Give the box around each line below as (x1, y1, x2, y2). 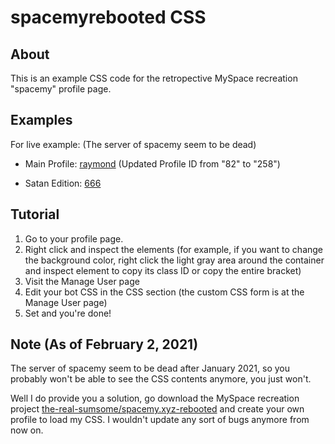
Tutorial (10, 206, 60, 223)
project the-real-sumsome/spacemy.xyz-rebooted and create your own (10, 403, 305, 415)
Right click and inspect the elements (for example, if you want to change (24, 243, 324, 255)
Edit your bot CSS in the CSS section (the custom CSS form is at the (24, 286, 305, 298)
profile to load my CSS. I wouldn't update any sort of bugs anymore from (10, 414, 310, 426)
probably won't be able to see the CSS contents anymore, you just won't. (10, 373, 312, 385)
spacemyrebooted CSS (10, 6, 207, 29)
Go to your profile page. (24, 232, 124, 245)
